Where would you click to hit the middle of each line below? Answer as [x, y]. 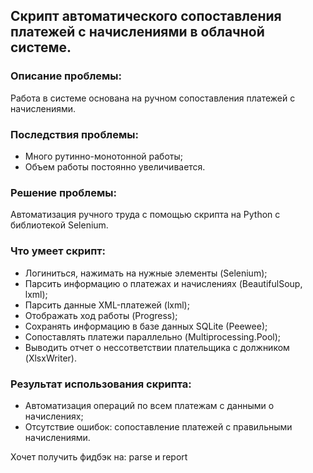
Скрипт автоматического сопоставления [146, 16]
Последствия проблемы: [74, 134]
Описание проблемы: [66, 76]
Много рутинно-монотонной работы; [104, 156]
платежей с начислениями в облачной [137, 32]
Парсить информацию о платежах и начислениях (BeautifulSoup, [163, 283]
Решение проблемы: [63, 192]
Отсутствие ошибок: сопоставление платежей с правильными [158, 426]
